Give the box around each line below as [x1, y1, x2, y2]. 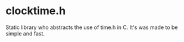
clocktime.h [5, 4, 66, 18]
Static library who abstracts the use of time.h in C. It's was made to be [5, 24, 178, 31]
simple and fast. [5, 30, 45, 37]
